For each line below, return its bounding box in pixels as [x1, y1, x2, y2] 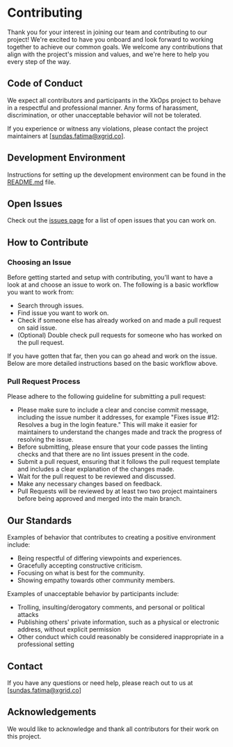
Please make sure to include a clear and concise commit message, [17, 405, 209, 415]
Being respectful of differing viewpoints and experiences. [17, 554, 182, 563]
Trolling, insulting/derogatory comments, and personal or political [17, 603, 205, 611]
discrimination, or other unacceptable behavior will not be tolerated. [7, 111, 202, 119]
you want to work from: [7, 288, 74, 296]
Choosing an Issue [7, 257, 72, 267]
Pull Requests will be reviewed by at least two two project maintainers [17, 487, 218, 495]
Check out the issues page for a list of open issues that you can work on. [7, 216, 217, 225]
